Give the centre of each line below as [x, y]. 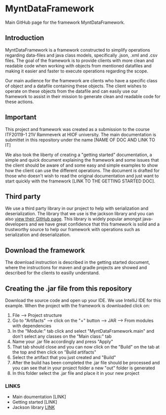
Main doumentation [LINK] [39, 397]
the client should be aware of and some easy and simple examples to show [82, 165]
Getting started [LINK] [35, 402]
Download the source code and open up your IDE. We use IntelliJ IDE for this [83, 300]
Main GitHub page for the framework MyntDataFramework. [65, 22]
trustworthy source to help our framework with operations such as [73, 230]
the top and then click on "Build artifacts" [54, 352]
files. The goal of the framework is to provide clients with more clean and [80, 60]
